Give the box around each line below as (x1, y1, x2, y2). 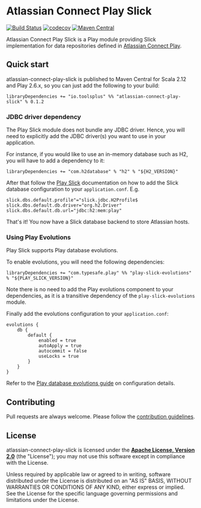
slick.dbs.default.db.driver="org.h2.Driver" (6, 202, 122, 208)
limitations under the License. (6, 496, 79, 503)
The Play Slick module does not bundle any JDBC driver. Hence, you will (6, 126, 185, 133)
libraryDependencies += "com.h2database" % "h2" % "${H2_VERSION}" (6, 169, 179, 175)
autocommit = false (38, 348, 87, 354)
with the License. (6, 459, 49, 466)
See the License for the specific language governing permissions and (6, 489, 178, 497)
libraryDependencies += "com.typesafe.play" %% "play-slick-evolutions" (6, 270, 192, 276)
